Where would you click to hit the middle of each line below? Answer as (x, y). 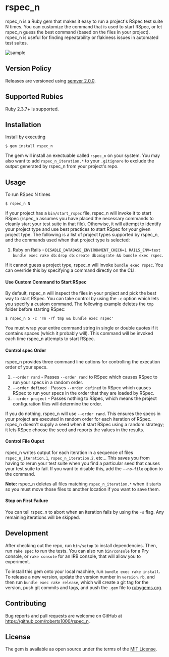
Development (27, 533)
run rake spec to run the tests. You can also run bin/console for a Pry (77, 551)
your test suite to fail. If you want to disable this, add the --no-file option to (84, 468)
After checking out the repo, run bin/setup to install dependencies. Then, (81, 545)
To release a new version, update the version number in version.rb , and (80, 577)
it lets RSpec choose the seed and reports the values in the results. (75, 430)
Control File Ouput (25, 441)
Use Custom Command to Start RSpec (46, 282)
